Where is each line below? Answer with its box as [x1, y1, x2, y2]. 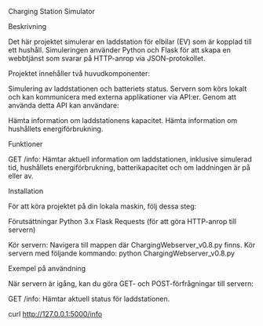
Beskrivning [8, 22, 47, 31]
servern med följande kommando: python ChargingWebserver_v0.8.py [8, 248, 236, 258]
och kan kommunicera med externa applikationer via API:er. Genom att [8, 92, 237, 101]
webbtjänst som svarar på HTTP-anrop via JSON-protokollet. [8, 54, 206, 63]
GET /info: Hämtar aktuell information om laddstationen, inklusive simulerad [8, 154, 253, 164]
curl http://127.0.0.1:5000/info [8, 310, 103, 318]
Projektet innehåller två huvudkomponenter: [8, 69, 151, 78]
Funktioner [8, 139, 43, 148]
